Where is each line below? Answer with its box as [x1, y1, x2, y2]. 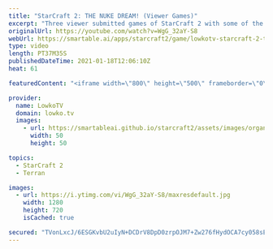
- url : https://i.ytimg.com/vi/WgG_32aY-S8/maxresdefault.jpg [15, 191, 231, 200]
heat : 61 [8, 65, 38, 73]
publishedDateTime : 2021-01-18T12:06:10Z [8, 58, 151, 66]
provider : [8, 94, 42, 102]
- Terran [15, 169, 45, 177]
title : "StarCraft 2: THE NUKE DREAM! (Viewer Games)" [8, 11, 198, 20]
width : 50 [29, 131, 63, 140]
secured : [8, 228, 38, 236]
